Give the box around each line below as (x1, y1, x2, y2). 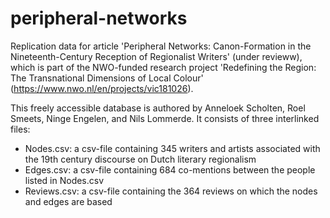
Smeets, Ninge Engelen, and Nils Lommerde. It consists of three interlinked (10, 112, 320, 124)
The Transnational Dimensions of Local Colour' (10, 72, 204, 84)
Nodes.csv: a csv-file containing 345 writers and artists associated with (24, 142, 321, 154)
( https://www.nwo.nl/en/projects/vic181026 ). (10, 82, 194, 94)
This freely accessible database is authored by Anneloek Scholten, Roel (10, 102, 306, 114)
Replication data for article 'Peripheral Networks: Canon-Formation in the (10, 40, 312, 52)
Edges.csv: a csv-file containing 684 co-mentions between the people (24, 163, 316, 176)
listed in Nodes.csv (24, 174, 105, 186)
